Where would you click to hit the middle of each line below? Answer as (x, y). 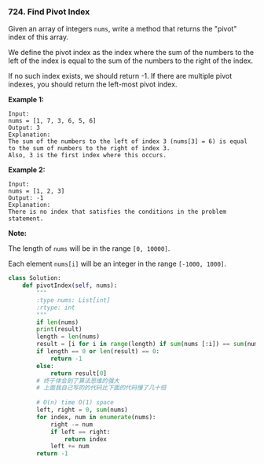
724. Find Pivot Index (49, 12)
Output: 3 (24, 128)
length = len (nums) (68, 337)
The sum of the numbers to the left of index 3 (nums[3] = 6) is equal (128, 142)
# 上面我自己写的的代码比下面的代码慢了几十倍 (101, 388)
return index (86, 439)
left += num (70, 447)
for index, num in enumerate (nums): (96, 417)
